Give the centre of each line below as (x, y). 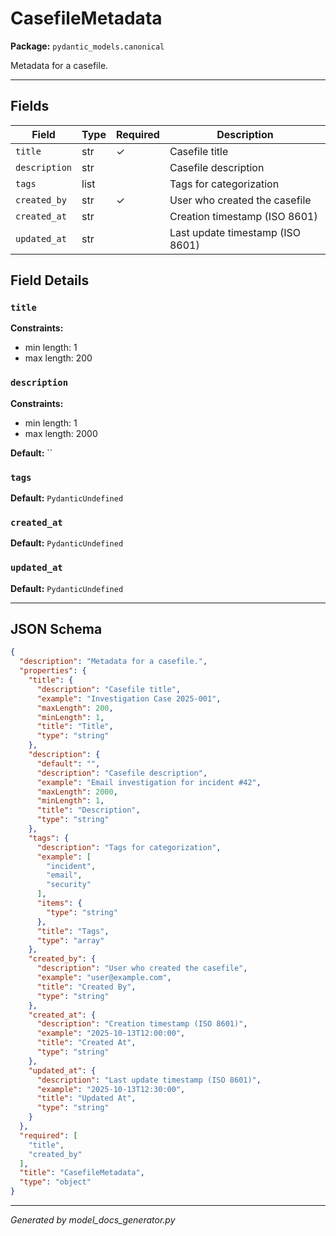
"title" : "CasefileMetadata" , (82, 1173)
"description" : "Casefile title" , (109, 689)
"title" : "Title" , (75, 727)
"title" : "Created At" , (86, 1043)
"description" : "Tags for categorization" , (129, 847)
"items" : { (59, 903)
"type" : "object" (55, 1182)
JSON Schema (56, 629)
